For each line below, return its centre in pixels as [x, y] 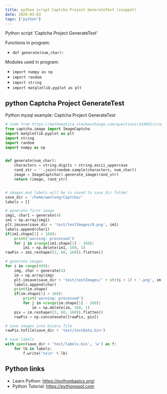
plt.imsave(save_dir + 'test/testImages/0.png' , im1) [62, 225]
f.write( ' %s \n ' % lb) [45, 353]
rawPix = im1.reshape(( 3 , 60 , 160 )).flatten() [54, 252]
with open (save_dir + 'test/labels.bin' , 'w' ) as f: [61, 344]
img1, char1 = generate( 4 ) [33, 215]
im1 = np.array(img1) [28, 220]
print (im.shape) [31, 289]
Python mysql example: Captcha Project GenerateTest [60, 115]
